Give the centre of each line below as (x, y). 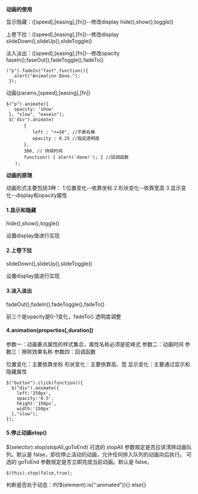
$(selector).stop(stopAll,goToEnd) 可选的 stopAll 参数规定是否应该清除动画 (97, 447)
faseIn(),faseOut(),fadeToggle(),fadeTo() (55, 60)
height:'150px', (37, 403)
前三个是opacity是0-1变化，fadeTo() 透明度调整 (64, 317)
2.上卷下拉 (19, 250)
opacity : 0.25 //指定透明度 (66, 138)
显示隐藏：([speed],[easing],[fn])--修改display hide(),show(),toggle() (90, 22)
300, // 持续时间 (43, 151)
